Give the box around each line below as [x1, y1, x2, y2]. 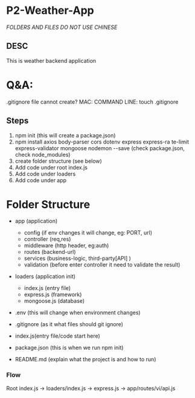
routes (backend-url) [24, 248, 76, 256]
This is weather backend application [6, 57, 97, 64]
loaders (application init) [14, 273, 76, 280]
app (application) [14, 218, 58, 225]
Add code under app [14, 176, 67, 184]
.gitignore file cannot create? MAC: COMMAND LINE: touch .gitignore [6, 98, 179, 106]
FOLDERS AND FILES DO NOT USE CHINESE [6, 24, 118, 31]
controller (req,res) [24, 236, 71, 243]
